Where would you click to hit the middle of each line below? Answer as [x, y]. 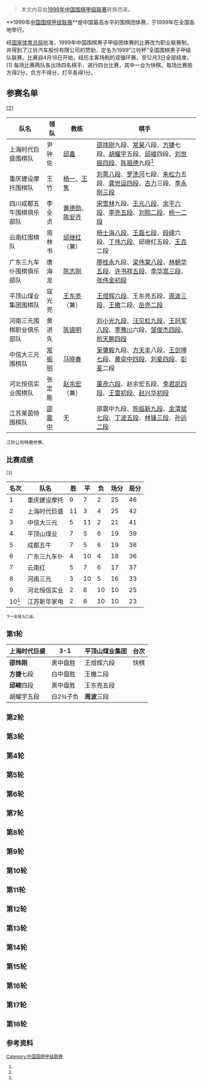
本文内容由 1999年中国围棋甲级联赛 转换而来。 [77, 9]
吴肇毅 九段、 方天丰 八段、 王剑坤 [142, 350]
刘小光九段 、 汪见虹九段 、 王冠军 [142, 321]
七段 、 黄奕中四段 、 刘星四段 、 [139, 359]
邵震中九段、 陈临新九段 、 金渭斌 [142, 409]
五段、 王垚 [172, 242]
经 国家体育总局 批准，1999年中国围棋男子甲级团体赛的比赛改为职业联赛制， [99, 42]
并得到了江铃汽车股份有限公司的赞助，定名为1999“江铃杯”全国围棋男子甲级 [99, 50]
